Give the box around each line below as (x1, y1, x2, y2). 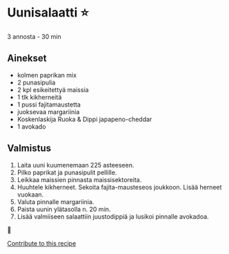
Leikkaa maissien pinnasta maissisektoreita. (17, 175, 142, 183)
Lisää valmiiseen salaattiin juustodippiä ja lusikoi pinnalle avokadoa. (17, 212, 209, 221)
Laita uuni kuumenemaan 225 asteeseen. (17, 161, 135, 169)
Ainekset (7, 53, 47, 64)
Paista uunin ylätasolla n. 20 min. (17, 205, 111, 213)
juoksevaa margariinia (17, 107, 80, 116)
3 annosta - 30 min (7, 32, 61, 41)
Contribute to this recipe (7, 239, 77, 247)
